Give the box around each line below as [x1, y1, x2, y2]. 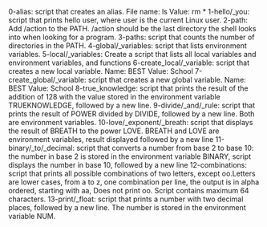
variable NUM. [8, 212, 56, 221]
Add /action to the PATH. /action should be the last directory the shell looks [8, 24, 257, 33]
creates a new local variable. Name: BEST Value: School [8, 67, 194, 75]
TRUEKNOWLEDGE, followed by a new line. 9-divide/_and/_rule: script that [8, 100, 255, 110]
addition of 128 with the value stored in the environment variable [8, 92, 220, 101]
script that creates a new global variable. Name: [87, 75, 246, 84]
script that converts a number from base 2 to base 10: [75, 144, 254, 152]
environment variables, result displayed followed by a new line [8, 135, 214, 144]
